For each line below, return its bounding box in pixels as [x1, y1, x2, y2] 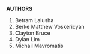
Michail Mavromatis [14, 42, 64, 49]
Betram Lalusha [14, 17, 54, 23]
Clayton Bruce [14, 29, 51, 37]
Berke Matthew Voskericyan [14, 23, 85, 30]
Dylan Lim [14, 36, 40, 43]
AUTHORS [6, 5, 33, 12]
